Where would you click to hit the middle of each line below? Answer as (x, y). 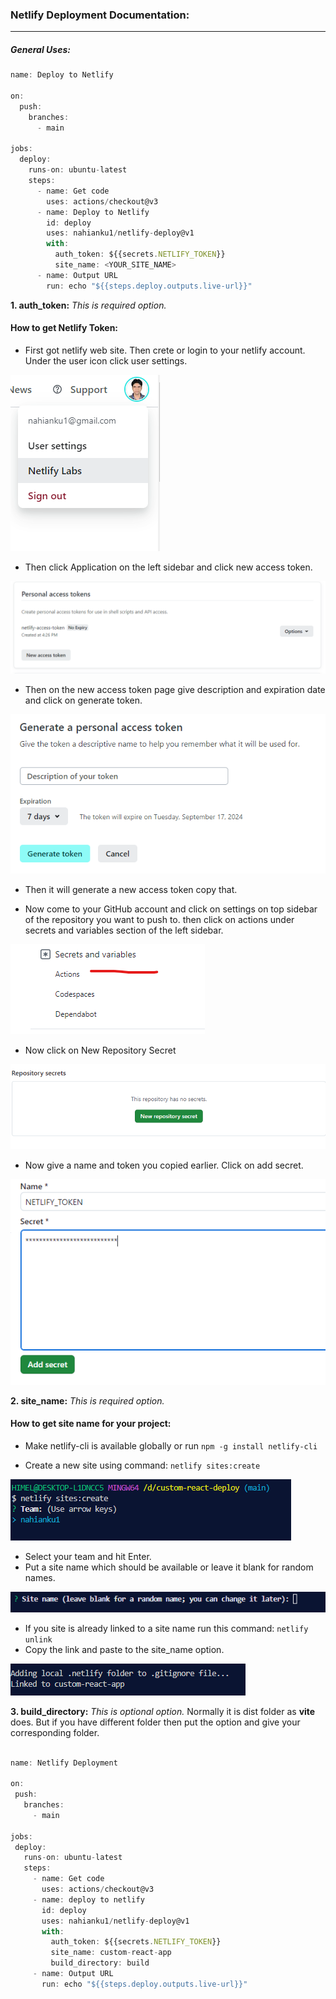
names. (40, 1577)
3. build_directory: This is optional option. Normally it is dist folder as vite (163, 1711)
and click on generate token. (83, 700)
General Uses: (40, 49)
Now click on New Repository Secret (100, 1050)
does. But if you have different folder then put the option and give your (155, 1722)
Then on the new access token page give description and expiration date (175, 689)
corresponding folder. (55, 1732)
